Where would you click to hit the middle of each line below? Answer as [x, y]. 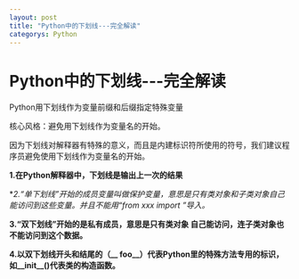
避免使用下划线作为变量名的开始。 [87, 156]
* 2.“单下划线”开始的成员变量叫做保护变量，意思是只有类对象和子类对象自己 [147, 194]
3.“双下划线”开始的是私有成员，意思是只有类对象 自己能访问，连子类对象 [143, 225]
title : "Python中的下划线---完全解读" [75, 26]
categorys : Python [43, 34]
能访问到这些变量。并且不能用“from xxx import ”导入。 [109, 205]
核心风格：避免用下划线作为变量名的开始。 [87, 127]
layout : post [33, 17]
